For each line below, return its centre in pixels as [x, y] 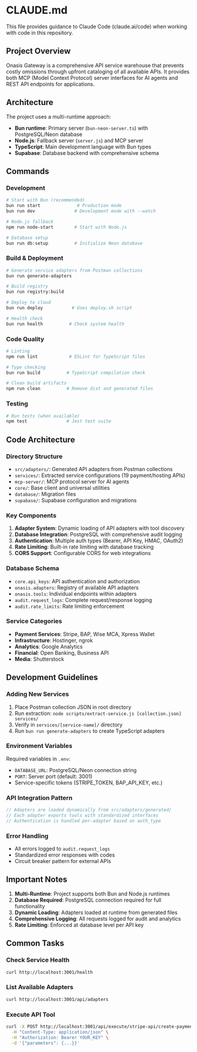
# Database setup [27, 238]
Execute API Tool [31, 1014]
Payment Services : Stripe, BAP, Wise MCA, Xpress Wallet [84, 634]
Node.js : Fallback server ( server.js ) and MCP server [79, 140]
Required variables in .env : [38, 759]
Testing [17, 404]
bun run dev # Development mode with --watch [81, 211]
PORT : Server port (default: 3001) [53, 776]
